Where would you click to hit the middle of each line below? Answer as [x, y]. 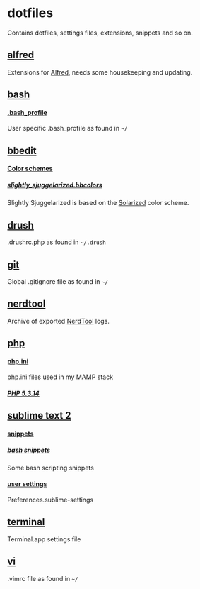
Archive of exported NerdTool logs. [58, 321]
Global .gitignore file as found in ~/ [58, 281]
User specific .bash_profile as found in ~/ [67, 128]
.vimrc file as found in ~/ [43, 578]
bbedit [22, 150]
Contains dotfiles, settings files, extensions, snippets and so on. [100, 33]
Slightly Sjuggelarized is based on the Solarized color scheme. [98, 203]
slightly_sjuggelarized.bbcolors [55, 185]
